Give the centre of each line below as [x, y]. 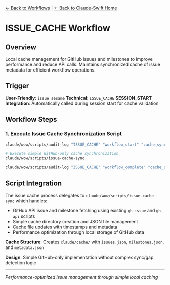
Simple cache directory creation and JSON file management [75, 221]
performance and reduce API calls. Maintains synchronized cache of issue [83, 64]
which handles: [31, 201]
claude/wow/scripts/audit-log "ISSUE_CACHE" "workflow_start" [72, 145]
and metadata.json [25, 247]
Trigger [17, 86]
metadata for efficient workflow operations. [51, 70]
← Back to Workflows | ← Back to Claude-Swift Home [61, 8]
